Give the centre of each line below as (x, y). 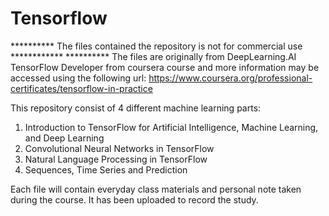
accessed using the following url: (78, 78)
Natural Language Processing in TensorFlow (116, 159)
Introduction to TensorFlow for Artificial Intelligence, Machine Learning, (171, 127)
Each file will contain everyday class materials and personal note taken (156, 189)
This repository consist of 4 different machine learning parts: (136, 108)
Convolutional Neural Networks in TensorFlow (119, 148)
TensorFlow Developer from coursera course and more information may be (165, 67)
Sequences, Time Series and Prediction (106, 169)
